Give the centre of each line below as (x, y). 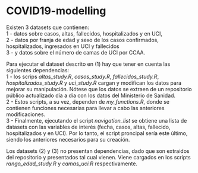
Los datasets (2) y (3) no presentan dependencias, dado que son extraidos (98, 151)
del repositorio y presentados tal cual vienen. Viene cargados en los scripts (99, 157)
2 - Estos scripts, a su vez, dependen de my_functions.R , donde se (88, 101)
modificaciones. (26, 114)
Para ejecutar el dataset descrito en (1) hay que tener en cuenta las (88, 64)
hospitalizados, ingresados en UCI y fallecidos (63, 46)
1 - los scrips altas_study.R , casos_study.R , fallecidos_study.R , (83, 76)
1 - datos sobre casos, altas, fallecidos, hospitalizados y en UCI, (84, 33)
